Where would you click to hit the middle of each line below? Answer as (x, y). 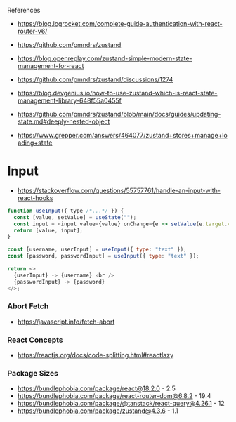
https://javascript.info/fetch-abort (66, 322)
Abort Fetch (28, 306)
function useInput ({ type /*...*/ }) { (66, 211)
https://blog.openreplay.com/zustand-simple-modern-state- (105, 58)
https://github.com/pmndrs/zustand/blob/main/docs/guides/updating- (119, 114)
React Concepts (35, 340)
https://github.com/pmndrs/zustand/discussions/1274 (95, 79)
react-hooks (35, 198)
